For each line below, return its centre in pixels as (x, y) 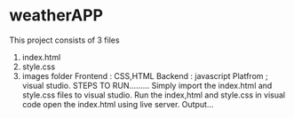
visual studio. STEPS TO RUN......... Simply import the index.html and (147, 85)
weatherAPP (56, 16)
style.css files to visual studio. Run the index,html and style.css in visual (154, 95)
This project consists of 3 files (64, 40)
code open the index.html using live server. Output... (118, 104)
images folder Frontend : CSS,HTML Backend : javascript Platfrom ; (145, 75)
